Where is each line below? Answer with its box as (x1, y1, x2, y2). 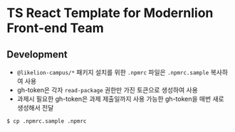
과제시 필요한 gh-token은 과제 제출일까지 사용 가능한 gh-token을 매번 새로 (16, 94, 225, 103)
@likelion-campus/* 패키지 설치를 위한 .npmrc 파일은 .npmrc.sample (16, 68, 209, 76)
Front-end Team (6, 20, 104, 36)
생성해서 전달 (16, 104, 54, 111)
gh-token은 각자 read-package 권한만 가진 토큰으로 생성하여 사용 (16, 86, 199, 94)
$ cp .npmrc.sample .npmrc (6, 118, 87, 125)
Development (6, 48, 68, 60)
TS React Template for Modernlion (6, 5, 214, 21)
